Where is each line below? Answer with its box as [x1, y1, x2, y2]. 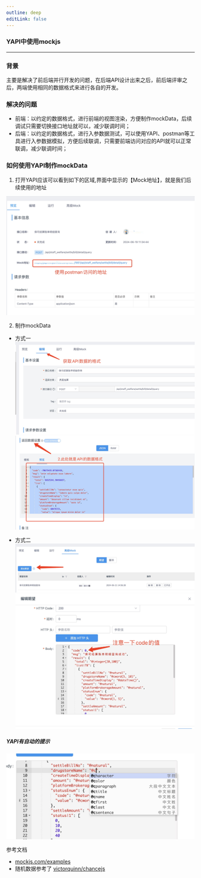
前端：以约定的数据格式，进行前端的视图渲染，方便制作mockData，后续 [14, 115, 193, 122]
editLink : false [6, 16, 47, 22]
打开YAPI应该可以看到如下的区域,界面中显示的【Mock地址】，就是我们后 [14, 176, 191, 183]
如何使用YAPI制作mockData [6, 162, 88, 170]
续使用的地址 [14, 183, 47, 191]
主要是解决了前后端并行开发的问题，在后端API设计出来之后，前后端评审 [6, 77, 182, 84]
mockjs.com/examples [14, 858, 71, 865]
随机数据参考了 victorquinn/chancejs [14, 865, 106, 873]
